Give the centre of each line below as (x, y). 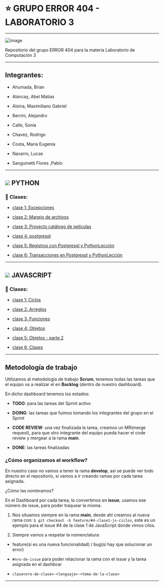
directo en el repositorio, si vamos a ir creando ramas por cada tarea (74, 476)
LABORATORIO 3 (40, 22)
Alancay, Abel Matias (33, 96)
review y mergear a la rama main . (46, 438)
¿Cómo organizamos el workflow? (46, 460)
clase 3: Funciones (31, 319)
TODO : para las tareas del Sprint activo (51, 403)
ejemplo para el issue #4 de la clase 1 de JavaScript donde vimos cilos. (84, 525)
